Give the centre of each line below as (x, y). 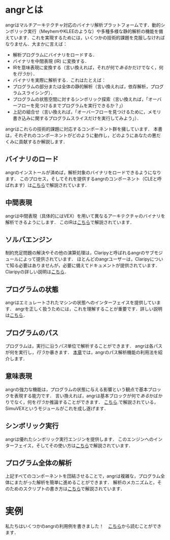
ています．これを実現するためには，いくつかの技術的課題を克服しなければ (87, 38)
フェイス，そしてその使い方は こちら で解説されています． (74, 445)
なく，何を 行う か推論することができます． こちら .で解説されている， (86, 402)
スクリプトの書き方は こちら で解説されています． (74, 489)
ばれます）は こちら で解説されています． (47, 185)
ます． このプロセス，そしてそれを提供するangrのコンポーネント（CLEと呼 (84, 179)
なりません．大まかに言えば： (36, 44)
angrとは (24, 10)
